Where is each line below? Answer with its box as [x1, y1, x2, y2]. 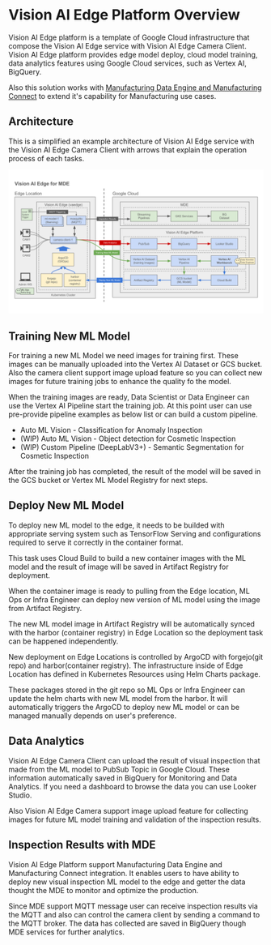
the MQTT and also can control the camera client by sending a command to [8, 909, 260, 919]
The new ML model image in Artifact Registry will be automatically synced [8, 618, 255, 629]
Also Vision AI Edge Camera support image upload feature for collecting [8, 806, 248, 815]
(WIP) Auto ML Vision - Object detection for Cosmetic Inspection [19, 434, 236, 443]
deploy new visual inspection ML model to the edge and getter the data [8, 877, 246, 887]
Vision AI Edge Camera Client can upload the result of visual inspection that [8, 755, 260, 765]
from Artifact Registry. [8, 603, 83, 613]
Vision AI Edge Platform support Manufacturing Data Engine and [8, 859, 222, 869]
